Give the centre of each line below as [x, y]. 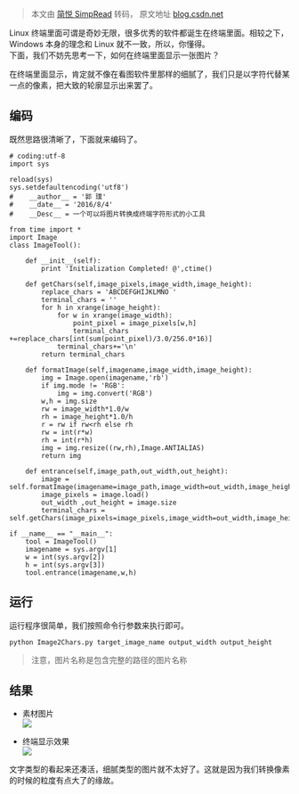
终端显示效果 [45, 741]
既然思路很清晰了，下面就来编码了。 [76, 139]
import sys [29, 164]
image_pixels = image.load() [95, 495]
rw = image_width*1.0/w [85, 409]
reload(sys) [31, 179]
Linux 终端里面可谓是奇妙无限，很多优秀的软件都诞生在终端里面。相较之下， [149, 33]
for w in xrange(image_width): [115, 315]
